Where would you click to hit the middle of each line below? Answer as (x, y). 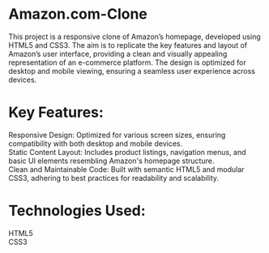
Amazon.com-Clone (78, 14)
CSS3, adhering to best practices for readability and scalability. (114, 178)
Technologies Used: (77, 211)
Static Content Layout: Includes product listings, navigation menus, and (127, 152)
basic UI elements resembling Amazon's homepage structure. (111, 161)
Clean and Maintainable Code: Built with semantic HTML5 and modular (126, 169)
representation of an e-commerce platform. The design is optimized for (127, 62)
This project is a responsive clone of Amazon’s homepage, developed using (134, 36)
